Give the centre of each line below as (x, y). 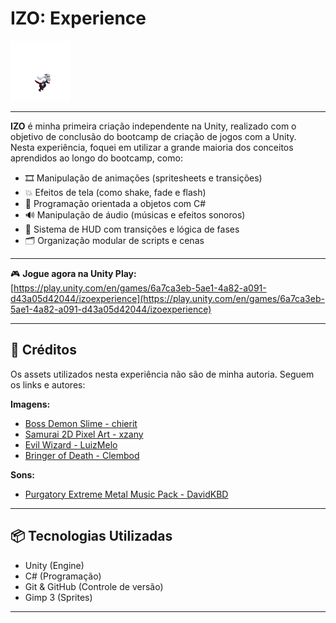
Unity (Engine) (54, 565)
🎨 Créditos (43, 350)
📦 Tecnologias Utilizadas (91, 536)
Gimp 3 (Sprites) (58, 597)
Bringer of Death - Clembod (82, 455)
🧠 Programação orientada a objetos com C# (115, 203)
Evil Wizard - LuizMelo (71, 444)
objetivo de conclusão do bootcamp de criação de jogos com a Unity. (153, 136)
